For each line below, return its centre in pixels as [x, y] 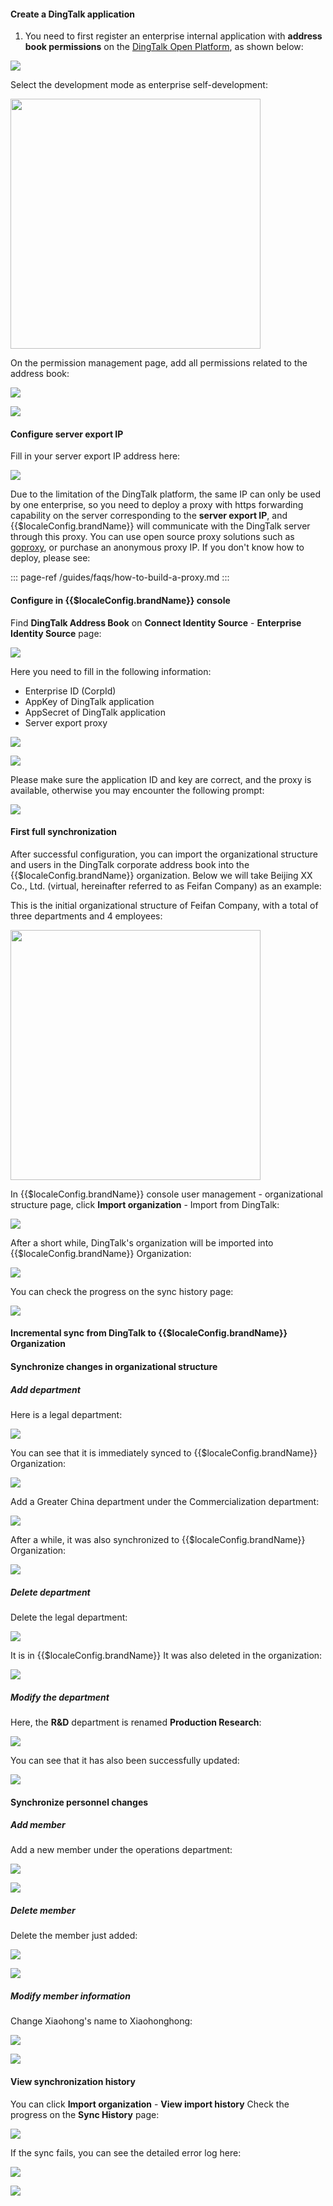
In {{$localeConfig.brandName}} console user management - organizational [167, 1194]
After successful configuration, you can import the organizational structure [164, 854]
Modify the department [60, 1697]
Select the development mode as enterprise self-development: [139, 85]
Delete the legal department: [69, 1617]
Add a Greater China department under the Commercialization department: [165, 1501]
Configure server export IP [67, 434]
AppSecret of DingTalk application [95, 712]
